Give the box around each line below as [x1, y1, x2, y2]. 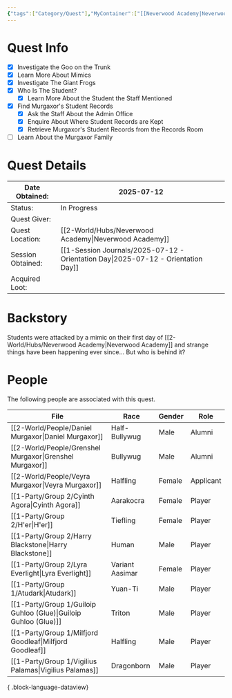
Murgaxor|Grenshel [10, 452, 74, 461]
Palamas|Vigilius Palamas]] [10, 665, 99, 674]
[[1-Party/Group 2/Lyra [10, 560, 88, 569]
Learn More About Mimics [17, 71, 92, 79]
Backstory [7, 311, 68, 326]
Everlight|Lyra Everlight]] [10, 569, 92, 578]
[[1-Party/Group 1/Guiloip [10, 600, 97, 609]
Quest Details [7, 158, 86, 174]
